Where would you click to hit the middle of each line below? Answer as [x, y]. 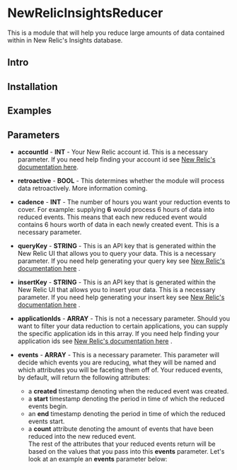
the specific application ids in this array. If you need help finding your [118, 333]
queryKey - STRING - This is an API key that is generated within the [117, 245]
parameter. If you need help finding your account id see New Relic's [116, 159]
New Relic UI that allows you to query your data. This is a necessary [117, 253]
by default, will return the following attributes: [84, 377]
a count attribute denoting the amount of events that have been [121, 429]
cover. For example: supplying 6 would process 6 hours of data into [116, 209]
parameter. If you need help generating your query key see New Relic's [121, 261]
